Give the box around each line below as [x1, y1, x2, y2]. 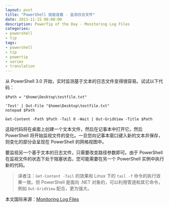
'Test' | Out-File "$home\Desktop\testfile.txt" [5, 103, 110, 109]
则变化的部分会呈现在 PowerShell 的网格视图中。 [5, 139, 107, 145]
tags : [5, 40, 17, 45]
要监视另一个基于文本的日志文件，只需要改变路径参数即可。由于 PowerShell [5, 149, 163, 156]
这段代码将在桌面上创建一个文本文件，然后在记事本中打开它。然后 [5, 126, 143, 132]
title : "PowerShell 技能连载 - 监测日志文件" [5, 12, 95, 17]
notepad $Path [5, 108, 35, 113]
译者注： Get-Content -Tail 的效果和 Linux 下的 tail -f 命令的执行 [17, 173, 156, 179]
